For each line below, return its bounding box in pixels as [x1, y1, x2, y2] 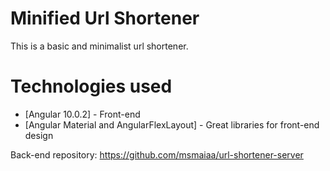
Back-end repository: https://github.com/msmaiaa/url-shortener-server [10, 148, 304, 161]
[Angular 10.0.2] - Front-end [24, 108, 141, 120]
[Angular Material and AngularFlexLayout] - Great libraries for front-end [24, 118, 320, 131]
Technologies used [10, 75, 173, 98]
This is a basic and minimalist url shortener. [10, 40, 189, 52]
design [24, 129, 54, 141]
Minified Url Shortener [10, 7, 200, 30]
